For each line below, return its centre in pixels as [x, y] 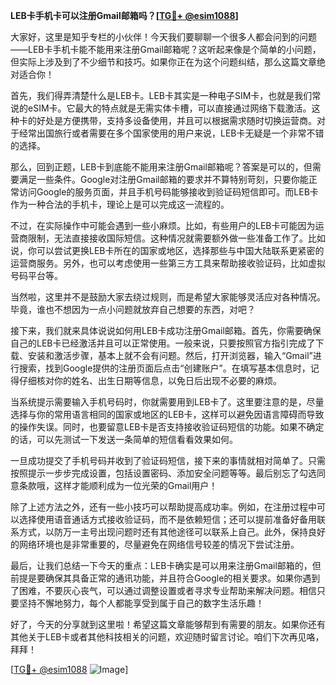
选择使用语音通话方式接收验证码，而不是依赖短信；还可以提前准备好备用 [167, 519]
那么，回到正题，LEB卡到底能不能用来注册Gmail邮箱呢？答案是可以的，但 [161, 167]
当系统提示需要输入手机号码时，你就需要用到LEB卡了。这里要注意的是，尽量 [167, 402]
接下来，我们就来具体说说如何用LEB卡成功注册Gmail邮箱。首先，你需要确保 [166, 330]
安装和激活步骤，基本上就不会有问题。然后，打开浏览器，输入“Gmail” [170, 355]
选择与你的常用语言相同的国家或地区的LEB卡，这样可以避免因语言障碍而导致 [167, 414]
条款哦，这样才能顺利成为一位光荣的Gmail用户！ [118, 485]
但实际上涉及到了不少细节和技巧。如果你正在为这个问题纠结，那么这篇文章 [163, 62]
